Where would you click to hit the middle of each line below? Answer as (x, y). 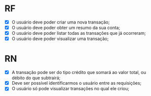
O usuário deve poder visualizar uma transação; (60, 39)
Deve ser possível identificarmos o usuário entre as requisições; (76, 83)
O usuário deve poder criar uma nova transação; (61, 22)
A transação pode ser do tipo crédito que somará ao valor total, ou (79, 72)
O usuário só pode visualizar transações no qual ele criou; (70, 89)
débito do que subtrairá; (36, 78)
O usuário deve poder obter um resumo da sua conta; (66, 28)
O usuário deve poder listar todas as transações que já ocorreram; (79, 33)
